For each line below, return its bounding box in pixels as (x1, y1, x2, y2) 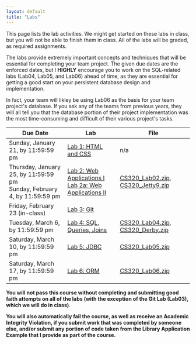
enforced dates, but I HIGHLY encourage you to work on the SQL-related (6, 66, 181, 73)
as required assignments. (6, 42, 67, 50)
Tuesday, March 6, (9, 218, 60, 226)
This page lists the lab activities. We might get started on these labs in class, (6, 30, 190, 37)
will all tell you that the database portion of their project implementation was (6, 109, 188, 116)
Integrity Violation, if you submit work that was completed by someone (6, 319, 182, 326)
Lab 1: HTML (67, 142, 103, 150)
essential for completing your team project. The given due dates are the (6, 60, 178, 67)
